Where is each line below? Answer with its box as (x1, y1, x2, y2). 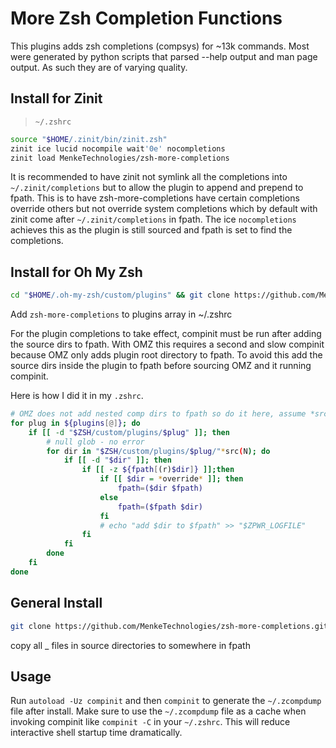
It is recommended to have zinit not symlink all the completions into (10, 171, 288, 183)
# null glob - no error (46, 437, 145, 447)
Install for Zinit (10, 90, 103, 107)
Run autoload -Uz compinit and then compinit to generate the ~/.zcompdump (10, 695, 322, 707)
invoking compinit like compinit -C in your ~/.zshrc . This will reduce (10, 716, 291, 728)
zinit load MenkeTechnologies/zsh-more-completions (10, 153, 230, 163)
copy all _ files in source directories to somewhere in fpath (10, 639, 251, 651)
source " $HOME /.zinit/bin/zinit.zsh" (10, 134, 168, 144)
